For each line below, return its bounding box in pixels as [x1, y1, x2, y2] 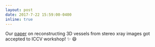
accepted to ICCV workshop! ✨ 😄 [5, 36, 77, 42]
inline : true [5, 17, 33, 22]
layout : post [5, 7, 33, 13]
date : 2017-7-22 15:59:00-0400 [5, 12, 72, 17]
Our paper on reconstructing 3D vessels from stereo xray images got [5, 31, 150, 37]
